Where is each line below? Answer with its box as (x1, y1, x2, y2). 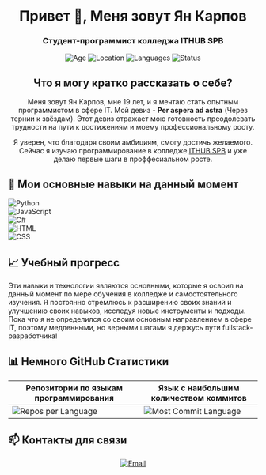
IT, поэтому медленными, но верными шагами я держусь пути (8, 322, 221, 332)
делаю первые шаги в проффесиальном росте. (53, 154, 213, 164)
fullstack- (222, 322, 253, 332)
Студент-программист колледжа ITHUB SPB (42, 36, 224, 47)
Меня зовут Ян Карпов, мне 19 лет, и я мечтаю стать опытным (27, 97, 239, 107)
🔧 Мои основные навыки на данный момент (8, 177, 239, 190)
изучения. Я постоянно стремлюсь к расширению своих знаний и (8, 297, 232, 307)
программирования (34, 392, 115, 403)
